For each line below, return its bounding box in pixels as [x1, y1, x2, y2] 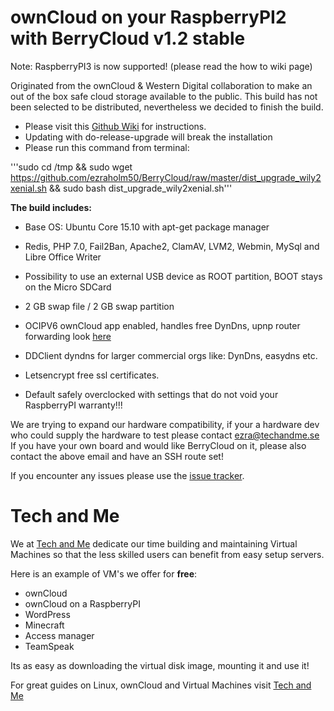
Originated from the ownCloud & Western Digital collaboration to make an [10, 79, 313, 91]
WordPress [24, 608, 71, 620]
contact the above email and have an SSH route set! [10, 450, 224, 462]
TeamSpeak [24, 640, 75, 652]
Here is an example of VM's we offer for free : [10, 567, 198, 580]
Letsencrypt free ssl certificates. [24, 369, 160, 381]
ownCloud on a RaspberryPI [24, 597, 141, 610]
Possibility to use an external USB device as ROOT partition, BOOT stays [24, 270, 323, 282]
